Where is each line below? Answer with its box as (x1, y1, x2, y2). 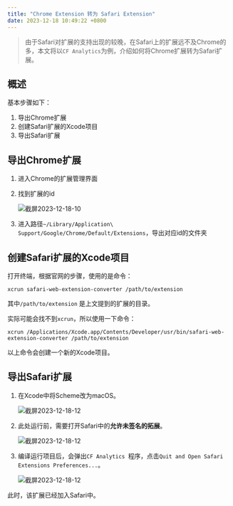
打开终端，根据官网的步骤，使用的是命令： (7, 271, 133, 280)
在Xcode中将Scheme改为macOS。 (17, 391, 120, 399)
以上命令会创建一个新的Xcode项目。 (7, 348, 114, 357)
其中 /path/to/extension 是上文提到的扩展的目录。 (7, 299, 155, 307)
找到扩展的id (17, 189, 55, 198)
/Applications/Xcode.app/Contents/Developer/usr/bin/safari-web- (26, 328, 224, 335)
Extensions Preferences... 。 (17, 460, 105, 469)
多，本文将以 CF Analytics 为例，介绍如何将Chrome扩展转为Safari (24, 46, 217, 55)
